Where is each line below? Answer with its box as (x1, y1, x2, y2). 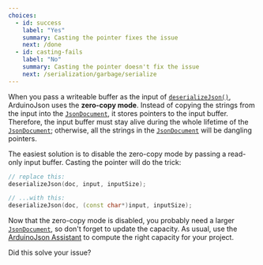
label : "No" (22, 56, 62, 64)
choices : (8, 11, 37, 20)
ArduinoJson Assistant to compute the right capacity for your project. (8, 233, 235, 242)
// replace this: (8, 173, 66, 181)
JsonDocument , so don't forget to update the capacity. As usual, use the (8, 224, 238, 233)
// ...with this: (8, 194, 66, 202)
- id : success (15, 19, 62, 27)
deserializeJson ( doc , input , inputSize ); (8, 180, 147, 188)
